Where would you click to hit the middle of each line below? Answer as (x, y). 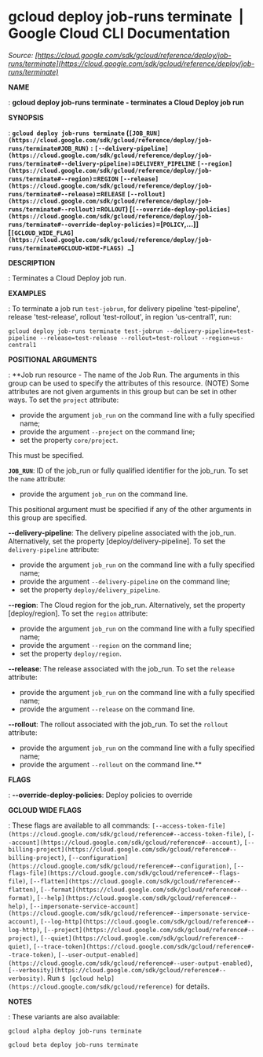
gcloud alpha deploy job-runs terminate (75, 1031)
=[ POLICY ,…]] (177, 224)
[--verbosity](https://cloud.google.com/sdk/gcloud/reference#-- (117, 970)
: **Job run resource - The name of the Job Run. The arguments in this (124, 375)
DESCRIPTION (32, 262)
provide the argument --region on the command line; (106, 645)
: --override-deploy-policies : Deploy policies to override (100, 795)
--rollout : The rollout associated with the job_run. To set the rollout (119, 724)
